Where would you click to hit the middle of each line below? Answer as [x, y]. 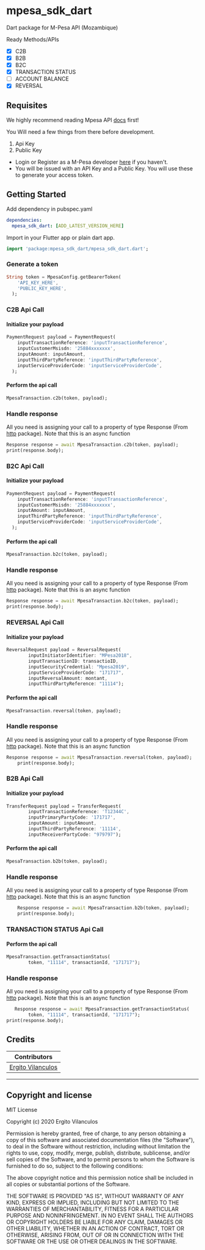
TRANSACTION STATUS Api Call [55, 929]
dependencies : [24, 220]
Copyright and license [49, 1095]
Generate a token [32, 265]
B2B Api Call [25, 778]
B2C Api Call [25, 466]
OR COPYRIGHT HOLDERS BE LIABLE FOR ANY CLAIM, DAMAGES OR [95, 1222]
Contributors [34, 1056]
